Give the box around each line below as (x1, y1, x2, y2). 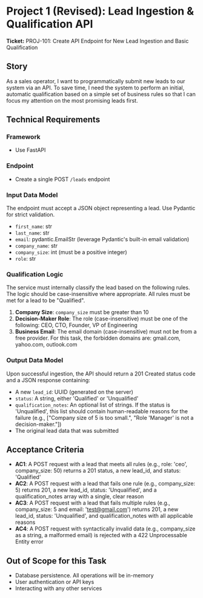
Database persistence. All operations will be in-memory (15, 572, 154, 579)
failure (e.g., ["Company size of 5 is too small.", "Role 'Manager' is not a (15, 414, 194, 421)
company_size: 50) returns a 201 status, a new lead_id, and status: (15, 467, 181, 475)
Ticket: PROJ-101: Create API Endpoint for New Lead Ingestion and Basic (6, 37, 189, 44)
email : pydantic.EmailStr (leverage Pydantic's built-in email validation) (15, 236, 190, 243)
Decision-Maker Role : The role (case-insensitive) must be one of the (15, 315, 188, 323)
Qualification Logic (6, 270, 64, 278)
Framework (6, 132, 41, 141)
